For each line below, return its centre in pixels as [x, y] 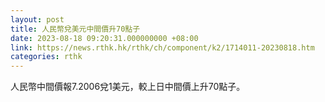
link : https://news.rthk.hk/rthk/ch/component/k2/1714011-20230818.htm [162, 47]
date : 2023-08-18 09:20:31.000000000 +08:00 [104, 38]
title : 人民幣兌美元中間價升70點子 [75, 29]
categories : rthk [46, 57]
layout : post [37, 19]
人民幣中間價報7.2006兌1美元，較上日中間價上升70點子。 [128, 87]
